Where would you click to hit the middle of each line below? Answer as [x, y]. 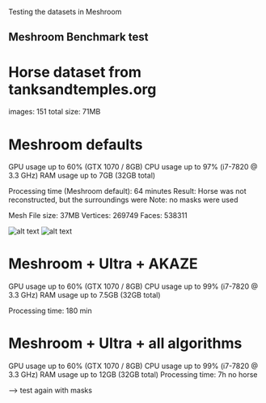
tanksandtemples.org [82, 89]
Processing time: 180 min [50, 311]
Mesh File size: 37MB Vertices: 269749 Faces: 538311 [98, 216]
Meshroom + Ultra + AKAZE [103, 264]
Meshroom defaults [76, 144]
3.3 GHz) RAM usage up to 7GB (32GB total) [82, 176]
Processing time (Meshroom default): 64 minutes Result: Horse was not [127, 191]
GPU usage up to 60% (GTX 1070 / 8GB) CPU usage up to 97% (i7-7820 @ [133, 167]
